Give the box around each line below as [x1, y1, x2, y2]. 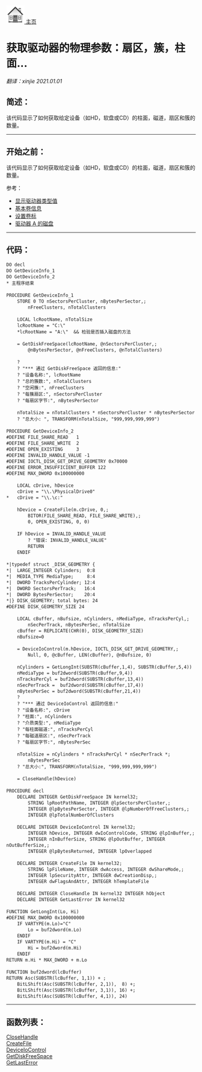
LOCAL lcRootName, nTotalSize [17, 316, 93, 323]
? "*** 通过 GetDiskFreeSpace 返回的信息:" [17, 365, 121, 372]
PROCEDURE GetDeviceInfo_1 [6, 292, 74, 298]
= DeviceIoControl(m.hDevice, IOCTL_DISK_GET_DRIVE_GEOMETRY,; [17, 646, 179, 652]
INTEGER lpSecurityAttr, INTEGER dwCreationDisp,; [28, 873, 158, 879]
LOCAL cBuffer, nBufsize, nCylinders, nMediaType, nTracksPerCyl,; [17, 616, 189, 622]
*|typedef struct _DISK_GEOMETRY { [6, 562, 96, 568]
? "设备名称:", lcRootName [17, 372, 81, 378]
